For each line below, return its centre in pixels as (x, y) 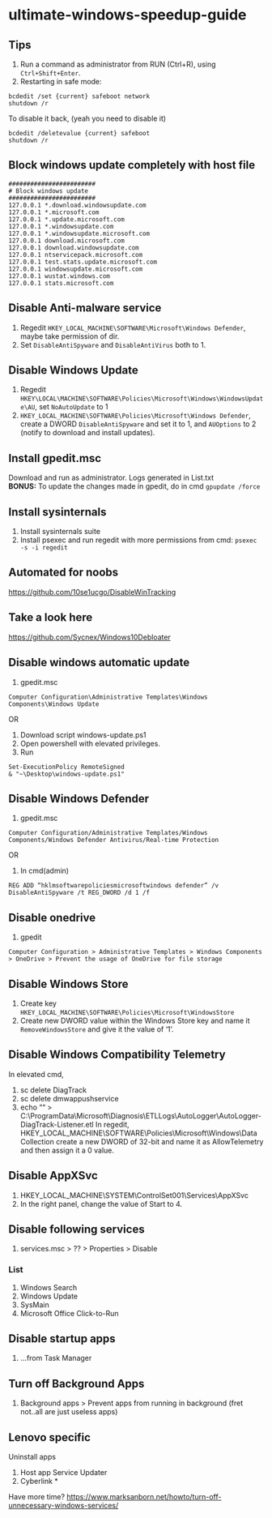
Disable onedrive (52, 917)
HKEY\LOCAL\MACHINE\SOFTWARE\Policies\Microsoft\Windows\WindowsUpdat (142, 399)
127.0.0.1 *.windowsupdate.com (61, 226)
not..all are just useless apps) (69, 1412)
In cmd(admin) (45, 871)
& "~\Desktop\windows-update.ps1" (67, 774)
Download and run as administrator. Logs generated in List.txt (111, 478)
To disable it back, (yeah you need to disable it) (87, 118)
